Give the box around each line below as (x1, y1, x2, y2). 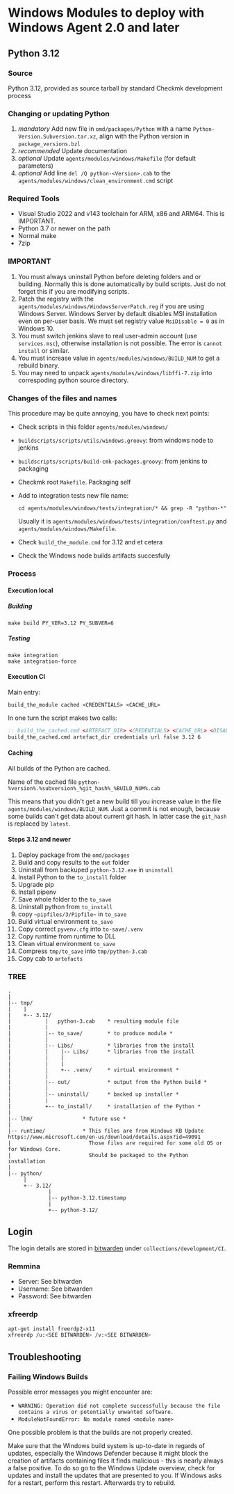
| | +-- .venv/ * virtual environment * (8, 1067, 179, 1074)
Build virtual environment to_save (17, 917, 113, 925)
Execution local (8, 586, 53, 595)
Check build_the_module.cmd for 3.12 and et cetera (17, 538, 163, 547)
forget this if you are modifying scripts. (17, 287, 130, 295)
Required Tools (8, 194, 60, 203)
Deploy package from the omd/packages (17, 851, 131, 859)
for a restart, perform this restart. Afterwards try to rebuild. (8, 1479, 176, 1487)
